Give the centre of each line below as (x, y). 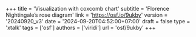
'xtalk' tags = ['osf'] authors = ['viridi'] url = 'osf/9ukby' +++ (81, 27)
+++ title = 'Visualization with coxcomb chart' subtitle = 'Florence (87, 9)
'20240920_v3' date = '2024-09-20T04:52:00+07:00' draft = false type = (98, 21)
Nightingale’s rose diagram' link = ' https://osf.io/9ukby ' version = (87, 15)
